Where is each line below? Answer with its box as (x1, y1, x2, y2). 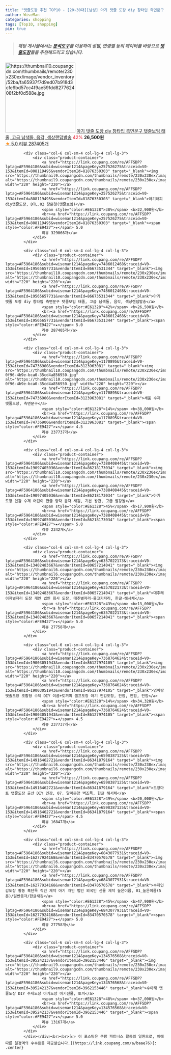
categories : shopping (5, 17, 51, 22)
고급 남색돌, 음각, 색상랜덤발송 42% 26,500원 (12, 134, 104, 141)
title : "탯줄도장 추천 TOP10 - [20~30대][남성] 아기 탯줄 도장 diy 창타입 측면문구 (5, 7, 164, 13)
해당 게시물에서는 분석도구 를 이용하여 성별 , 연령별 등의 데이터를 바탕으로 (17, 43, 159, 49)
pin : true (5, 26, 26, 32)
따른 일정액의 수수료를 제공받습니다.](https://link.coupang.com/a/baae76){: (5, 1041, 157, 1046)
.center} (5, 1045, 24, 1050)
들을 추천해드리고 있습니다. (30, 49, 83, 55)
